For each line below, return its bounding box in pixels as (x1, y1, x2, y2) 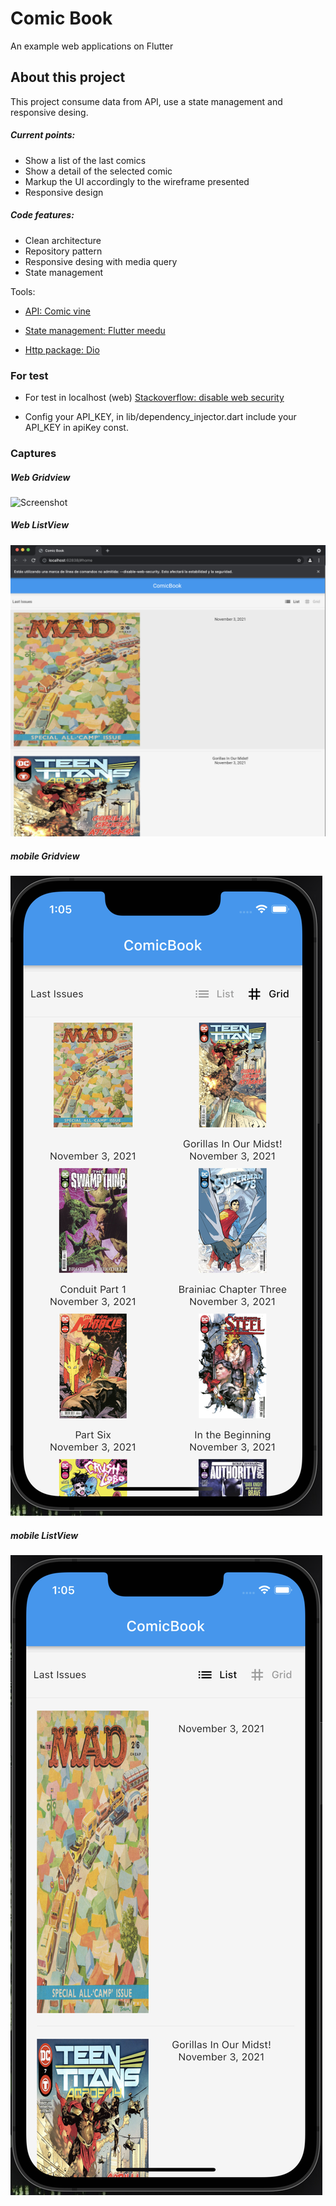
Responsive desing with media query (24, 255, 178, 267)
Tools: (10, 285, 36, 297)
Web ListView (10, 519, 70, 531)
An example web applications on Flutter (10, 40, 174, 52)
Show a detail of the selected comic (24, 165, 173, 177)
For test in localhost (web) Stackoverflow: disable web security (24, 391, 285, 403)
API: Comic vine (24, 305, 92, 317)
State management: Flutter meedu (24, 324, 166, 336)
